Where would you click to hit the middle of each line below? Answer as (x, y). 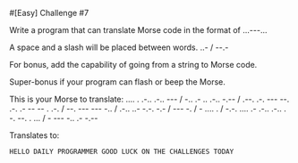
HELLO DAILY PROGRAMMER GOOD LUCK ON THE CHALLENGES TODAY (122, 151)
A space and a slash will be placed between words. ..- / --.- (119, 47)
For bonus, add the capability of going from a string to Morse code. (133, 65)
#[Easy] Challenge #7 (49, 13)
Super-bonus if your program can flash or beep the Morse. (118, 82)
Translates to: (34, 135)
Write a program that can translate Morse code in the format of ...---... (138, 30)
